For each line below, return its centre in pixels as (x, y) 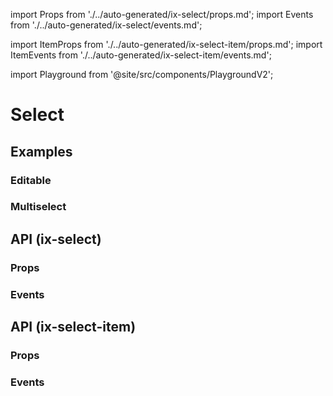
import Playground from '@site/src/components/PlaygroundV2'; (142, 74)
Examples (41, 151)
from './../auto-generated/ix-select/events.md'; (106, 25)
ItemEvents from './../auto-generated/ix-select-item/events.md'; (141, 55)
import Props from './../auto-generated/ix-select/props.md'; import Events (162, 14)
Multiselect (38, 207)
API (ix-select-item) (73, 327)
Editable (31, 180)
